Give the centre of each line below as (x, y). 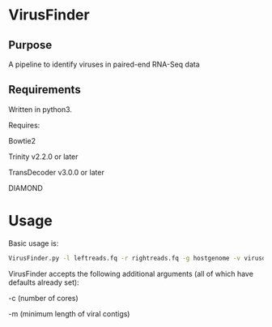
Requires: (24, 125)
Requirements (45, 90)
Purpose (30, 45)
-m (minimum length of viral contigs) (69, 313)
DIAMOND (25, 187)
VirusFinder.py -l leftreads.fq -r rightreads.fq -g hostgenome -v (125, 258)
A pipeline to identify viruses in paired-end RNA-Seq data (104, 64)
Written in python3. (40, 109)
